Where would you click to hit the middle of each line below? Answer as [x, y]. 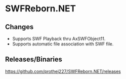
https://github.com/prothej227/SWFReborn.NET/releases [63, 71]
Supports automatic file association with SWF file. [63, 44]
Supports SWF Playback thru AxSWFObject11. [59, 39]
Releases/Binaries [34, 59]
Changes [19, 27]
